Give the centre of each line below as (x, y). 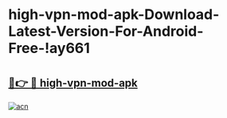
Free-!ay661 (49, 48)
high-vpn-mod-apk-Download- (114, 15)
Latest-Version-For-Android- (106, 31)
